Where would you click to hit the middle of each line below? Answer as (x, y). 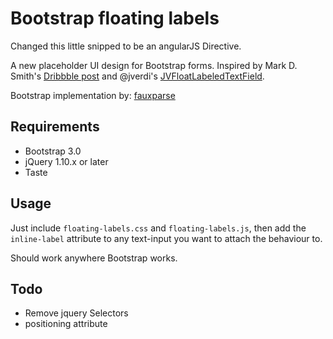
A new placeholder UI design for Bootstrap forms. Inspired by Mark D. (154, 65)
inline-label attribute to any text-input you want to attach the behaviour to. (166, 238)
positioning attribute (66, 324)
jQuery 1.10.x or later (66, 161)
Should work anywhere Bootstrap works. (94, 258)
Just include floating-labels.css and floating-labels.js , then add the (158, 228)
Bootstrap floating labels (115, 18)
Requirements (55, 127)
